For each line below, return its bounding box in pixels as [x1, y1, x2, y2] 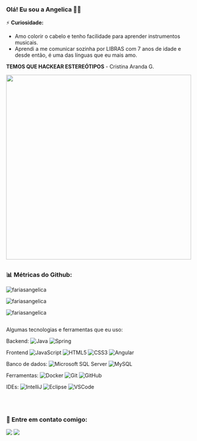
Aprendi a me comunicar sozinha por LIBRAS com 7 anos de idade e [14, 46, 182, 53]
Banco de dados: [6, 361, 48, 368]
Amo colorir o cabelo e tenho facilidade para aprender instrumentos [14, 33, 180, 40]
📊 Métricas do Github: [6, 270, 72, 278]
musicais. [14, 39, 38, 46]
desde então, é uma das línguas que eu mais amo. [14, 51, 137, 59]
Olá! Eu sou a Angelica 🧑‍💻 [6, 5, 82, 14]
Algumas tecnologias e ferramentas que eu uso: [6, 326, 123, 333]
